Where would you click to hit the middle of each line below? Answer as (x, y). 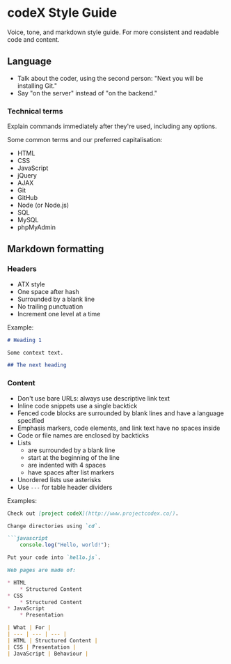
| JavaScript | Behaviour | (48, 654)
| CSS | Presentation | (42, 647)
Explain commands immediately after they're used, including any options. (112, 126)
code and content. (33, 39)
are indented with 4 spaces (67, 465)
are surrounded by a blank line (71, 450)
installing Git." (37, 86)
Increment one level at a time (59, 314)
